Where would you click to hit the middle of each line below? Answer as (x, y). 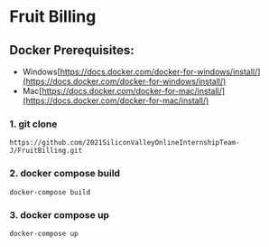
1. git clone (33, 124)
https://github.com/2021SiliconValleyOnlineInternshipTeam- (125, 143)
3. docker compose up (60, 214)
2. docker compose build (65, 174)
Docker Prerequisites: (72, 50)
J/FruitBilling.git (46, 151)
